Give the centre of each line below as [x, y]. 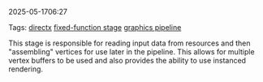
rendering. [26, 69]
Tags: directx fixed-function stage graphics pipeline [95, 27]
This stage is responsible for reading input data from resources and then [129, 43]
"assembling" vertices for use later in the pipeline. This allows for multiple [131, 52]
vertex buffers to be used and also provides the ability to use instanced [127, 60]
